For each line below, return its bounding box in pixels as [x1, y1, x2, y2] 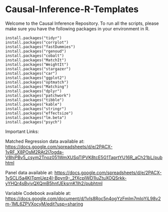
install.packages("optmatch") [5, 79, 69, 84]
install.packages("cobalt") [5, 53, 65, 58]
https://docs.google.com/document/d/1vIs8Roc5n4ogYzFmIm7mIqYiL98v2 [5, 195, 161, 201]
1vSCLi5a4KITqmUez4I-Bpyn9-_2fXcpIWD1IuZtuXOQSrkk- [5, 175, 127, 181]
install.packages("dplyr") [5, 89, 62, 94]
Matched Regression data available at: [5, 138, 85, 144]
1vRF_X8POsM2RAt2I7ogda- [5, 149, 64, 155]
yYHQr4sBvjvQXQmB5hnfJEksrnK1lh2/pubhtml [5, 180, 103, 186]
